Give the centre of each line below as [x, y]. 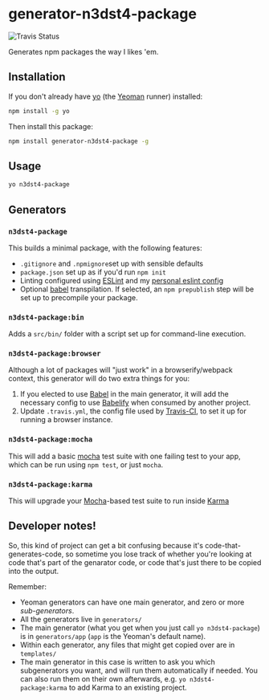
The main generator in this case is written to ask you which [117, 661]
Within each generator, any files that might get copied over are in [127, 645]
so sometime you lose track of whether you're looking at [159, 554]
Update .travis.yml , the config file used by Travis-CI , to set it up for [133, 411]
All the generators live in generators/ [81, 619]
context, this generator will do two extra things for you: [99, 379]
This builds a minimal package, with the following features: [105, 248]
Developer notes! [52, 526]
